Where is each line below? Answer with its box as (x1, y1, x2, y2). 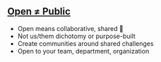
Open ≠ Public (7, 6, 71, 18)
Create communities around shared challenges (17, 39, 154, 48)
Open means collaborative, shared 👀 (17, 24, 124, 32)
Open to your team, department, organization (17, 46, 150, 55)
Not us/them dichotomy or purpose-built (17, 32, 136, 40)
